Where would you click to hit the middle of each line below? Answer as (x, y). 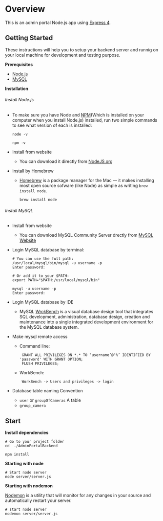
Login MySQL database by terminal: (48, 250)
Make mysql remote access (40, 337)
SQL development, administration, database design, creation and (85, 317)
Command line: (35, 346)
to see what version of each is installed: (52, 125)
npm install (17, 454)
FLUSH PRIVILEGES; (41, 364)
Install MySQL (19, 210)
